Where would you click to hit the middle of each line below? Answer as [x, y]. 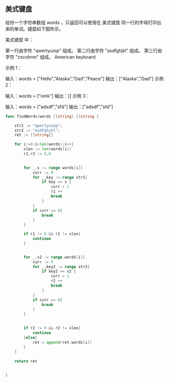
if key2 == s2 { [59, 271]
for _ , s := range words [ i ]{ [53, 168]
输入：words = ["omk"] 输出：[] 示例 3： [48, 96]
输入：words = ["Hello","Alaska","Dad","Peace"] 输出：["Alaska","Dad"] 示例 [84, 79]
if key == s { [57, 182]
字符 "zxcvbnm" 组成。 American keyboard [50, 57]
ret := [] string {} [34, 135]
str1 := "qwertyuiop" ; [38, 126]
